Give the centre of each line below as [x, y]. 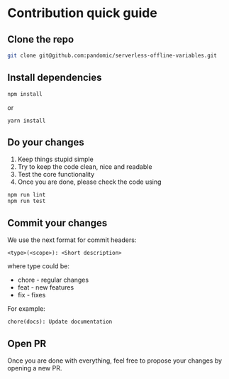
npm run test [27, 201]
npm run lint [27, 195]
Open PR [27, 343]
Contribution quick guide [82, 13]
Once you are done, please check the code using [89, 182]
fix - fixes [32, 295]
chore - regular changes [53, 280]
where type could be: [38, 266]
